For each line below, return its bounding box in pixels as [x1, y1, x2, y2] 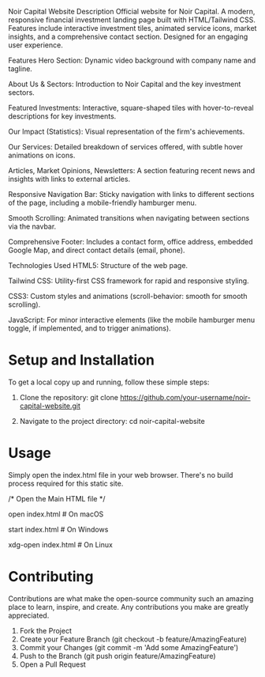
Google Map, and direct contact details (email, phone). [8, 245, 185, 255]
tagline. [8, 64, 33, 74]
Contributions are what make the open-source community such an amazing [8, 593, 254, 603]
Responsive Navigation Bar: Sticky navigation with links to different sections [8, 190, 255, 199]
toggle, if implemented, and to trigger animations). [8, 323, 171, 333]
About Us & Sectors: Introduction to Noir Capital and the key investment [8, 79, 241, 89]
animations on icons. [8, 150, 76, 160]
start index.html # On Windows [8, 524, 109, 534]
